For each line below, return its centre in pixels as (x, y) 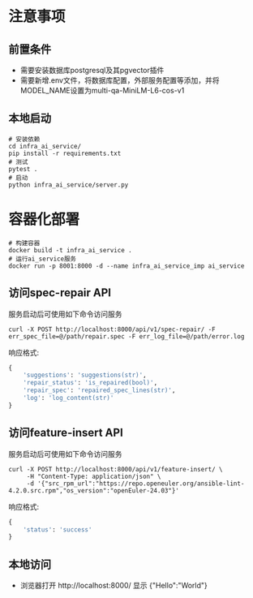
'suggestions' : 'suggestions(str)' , (85, 375)
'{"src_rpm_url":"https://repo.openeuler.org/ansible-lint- (141, 484)
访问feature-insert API (66, 433)
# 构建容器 (24, 243)
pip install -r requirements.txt (65, 153)
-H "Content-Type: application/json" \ (94, 476)
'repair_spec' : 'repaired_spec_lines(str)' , (99, 390)
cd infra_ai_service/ (45, 146)
